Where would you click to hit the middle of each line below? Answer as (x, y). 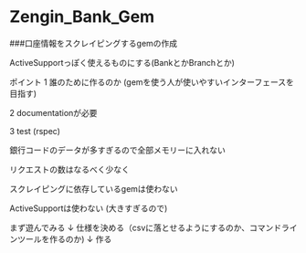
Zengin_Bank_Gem (82, 17)
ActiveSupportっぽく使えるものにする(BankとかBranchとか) (122, 62)
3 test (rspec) (35, 131)
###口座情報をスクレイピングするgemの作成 (94, 43)
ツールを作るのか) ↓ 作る (64, 238)
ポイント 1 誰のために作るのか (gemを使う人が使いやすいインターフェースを (152, 82)
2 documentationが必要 (53, 112)
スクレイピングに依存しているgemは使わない (94, 188)
